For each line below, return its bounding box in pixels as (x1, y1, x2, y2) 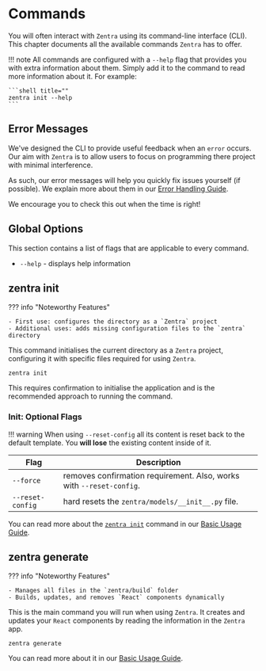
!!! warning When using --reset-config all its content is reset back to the (8, 429, 245, 439)
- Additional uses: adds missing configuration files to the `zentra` (8, 325, 246, 333)
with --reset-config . (63, 480, 140, 491)
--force (12, 476, 41, 485)
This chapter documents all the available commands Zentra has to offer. (8, 39, 243, 48)
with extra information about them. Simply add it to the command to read (8, 63, 245, 72)
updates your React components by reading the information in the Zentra (8, 616, 245, 626)
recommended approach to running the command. (8, 391, 173, 401)
